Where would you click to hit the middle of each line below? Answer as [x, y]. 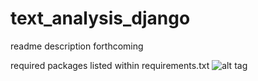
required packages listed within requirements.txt [110, 65]
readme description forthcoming [77, 46]
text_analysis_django [100, 18]
